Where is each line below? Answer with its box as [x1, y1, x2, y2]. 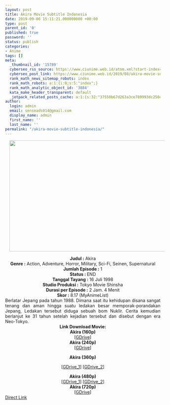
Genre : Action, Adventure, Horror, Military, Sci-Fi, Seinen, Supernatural [10, 261, 156, 267]
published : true [5, 30, 38, 35]
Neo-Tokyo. [5, 319, 29, 324]
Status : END [69, 271, 96, 277]
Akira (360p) [69, 354, 97, 361]
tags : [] [5, 53, 23, 58]
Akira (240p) [69, 339, 97, 346]
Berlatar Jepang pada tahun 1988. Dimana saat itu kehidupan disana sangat [5, 297, 161, 304]
